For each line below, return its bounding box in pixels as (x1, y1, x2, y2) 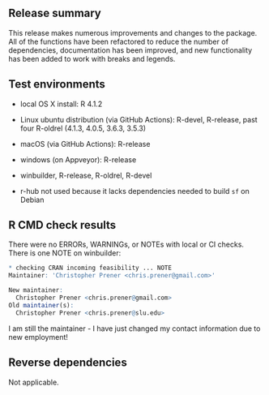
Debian (19, 195, 45, 204)
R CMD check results (8, 218, 117, 232)
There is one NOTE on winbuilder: (8, 248, 122, 258)
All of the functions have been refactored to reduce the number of (8, 36, 229, 46)
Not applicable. (8, 377, 59, 387)
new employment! (8, 332, 69, 341)
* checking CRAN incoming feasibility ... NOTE (8, 264, 173, 273)
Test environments (8, 77, 105, 92)
